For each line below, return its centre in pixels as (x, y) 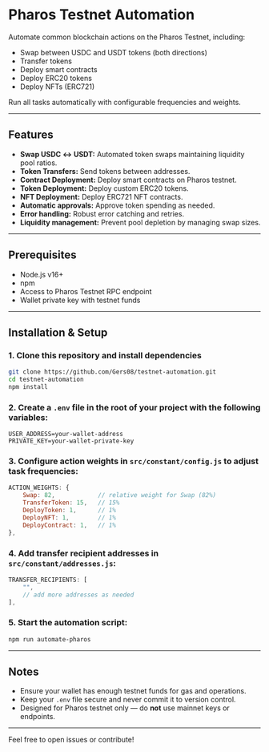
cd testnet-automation (46, 380)
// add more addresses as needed (78, 595)
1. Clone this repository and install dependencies (105, 355)
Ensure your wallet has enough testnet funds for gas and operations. (133, 691)
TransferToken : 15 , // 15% (71, 503)
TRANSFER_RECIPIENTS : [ (48, 580)
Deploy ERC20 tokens (56, 78)
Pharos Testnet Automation (101, 15)
